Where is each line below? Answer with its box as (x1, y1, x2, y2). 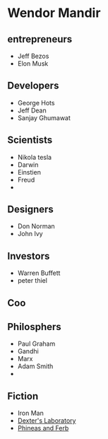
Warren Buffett (17, 269, 61, 277)
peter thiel (17, 276, 48, 285)
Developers (7, 80, 59, 92)
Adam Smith (17, 362, 54, 370)
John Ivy (17, 230, 44, 238)
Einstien (17, 168, 41, 176)
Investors (7, 250, 50, 262)
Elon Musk (17, 59, 49, 68)
